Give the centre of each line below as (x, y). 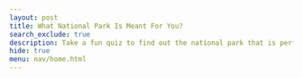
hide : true (30, 51)
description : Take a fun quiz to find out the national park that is (143, 43)
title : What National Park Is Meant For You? (96, 26)
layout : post (34, 17)
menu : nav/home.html (48, 59)
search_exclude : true (50, 34)
